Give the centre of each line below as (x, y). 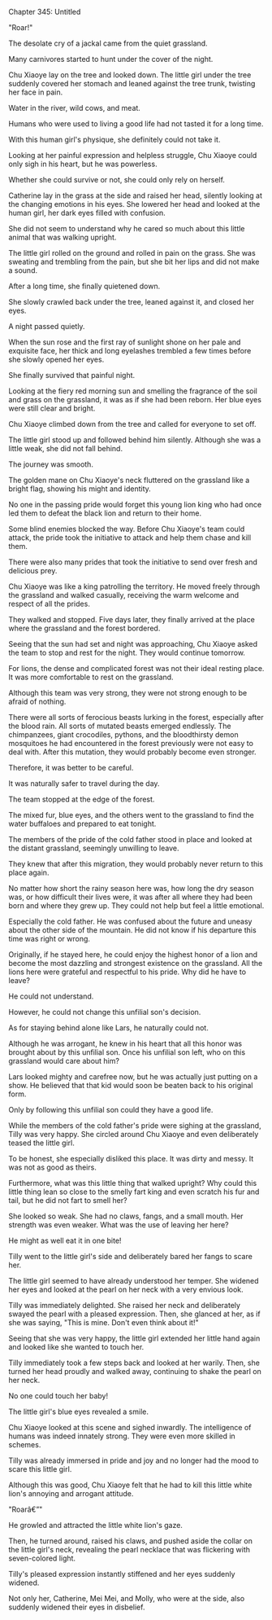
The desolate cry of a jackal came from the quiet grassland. (108, 43)
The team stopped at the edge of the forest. (82, 799)
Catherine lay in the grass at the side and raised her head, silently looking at (135, 195)
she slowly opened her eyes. (56, 359)
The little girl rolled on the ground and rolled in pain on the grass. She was (132, 253)
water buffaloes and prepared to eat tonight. (82, 823)
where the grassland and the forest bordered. (84, 628)
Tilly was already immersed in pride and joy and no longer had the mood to (134, 1460)
